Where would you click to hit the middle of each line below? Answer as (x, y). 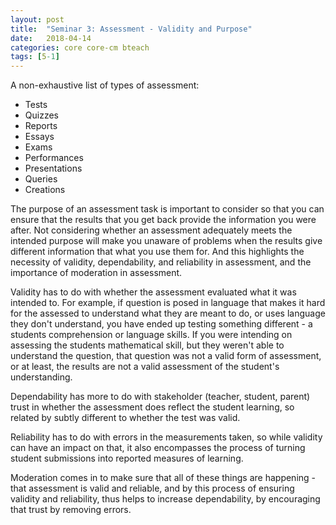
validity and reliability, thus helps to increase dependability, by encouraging (165, 499)
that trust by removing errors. (71, 510)
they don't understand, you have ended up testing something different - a (161, 324)
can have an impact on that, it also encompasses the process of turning (158, 448)
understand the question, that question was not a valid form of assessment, (166, 356)
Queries (41, 179)
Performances (54, 158)
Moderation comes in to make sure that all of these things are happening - (163, 478)
